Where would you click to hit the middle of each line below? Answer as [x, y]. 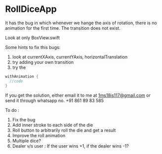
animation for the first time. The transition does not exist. [63, 28]
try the [19, 67]
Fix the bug [24, 119]
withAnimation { [22, 76]
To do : [12, 110]
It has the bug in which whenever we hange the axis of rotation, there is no [81, 23]
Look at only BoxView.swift [33, 38]
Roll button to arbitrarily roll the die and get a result [64, 130]
